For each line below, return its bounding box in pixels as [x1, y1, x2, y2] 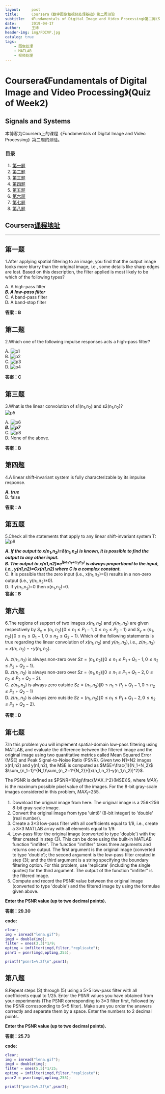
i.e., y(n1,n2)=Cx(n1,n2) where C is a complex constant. [5, 566, 121, 572]
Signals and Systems [5, 117, 71, 125]
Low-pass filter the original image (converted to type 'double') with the [12, 831, 156, 837]
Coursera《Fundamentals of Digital [5, 75, 147, 86]
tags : [5, 39, 16, 44]
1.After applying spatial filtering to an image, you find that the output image [5, 259, 156, 265]
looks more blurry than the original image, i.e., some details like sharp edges [5, 264, 160, 270]
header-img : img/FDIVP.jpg [5, 30, 60, 35]
